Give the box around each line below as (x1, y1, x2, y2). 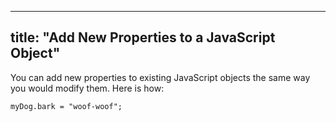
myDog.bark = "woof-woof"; (10, 101, 123, 111)
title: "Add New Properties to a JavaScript (10, 29, 276, 46)
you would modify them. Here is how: (10, 82, 165, 94)
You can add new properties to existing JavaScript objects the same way (10, 71, 311, 83)
